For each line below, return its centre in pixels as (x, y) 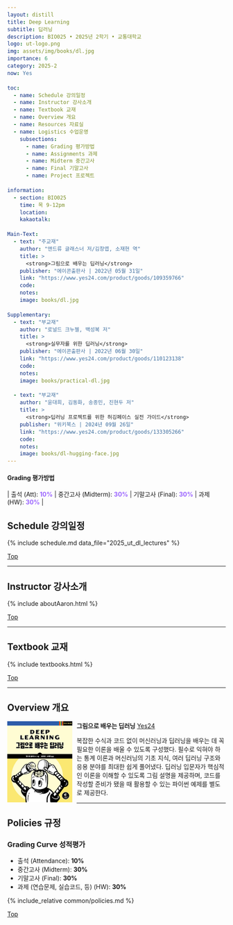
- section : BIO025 (40, 198)
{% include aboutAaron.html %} (53, 603)
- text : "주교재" (36, 241)
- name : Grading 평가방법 (60, 146)
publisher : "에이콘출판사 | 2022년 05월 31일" (81, 271)
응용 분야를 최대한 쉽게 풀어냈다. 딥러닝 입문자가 (141, 766)
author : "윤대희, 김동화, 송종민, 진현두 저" (77, 402)
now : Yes (20, 73)
